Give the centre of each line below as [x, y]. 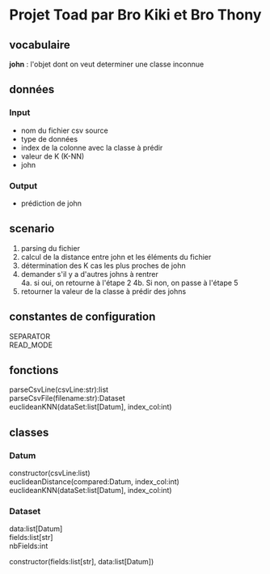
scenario [32, 229]
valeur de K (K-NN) [53, 156]
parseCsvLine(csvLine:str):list [59, 389]
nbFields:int [29, 546]
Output [23, 185]
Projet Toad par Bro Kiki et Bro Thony [135, 15]
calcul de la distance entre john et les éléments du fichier [116, 257]
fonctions [34, 370]
